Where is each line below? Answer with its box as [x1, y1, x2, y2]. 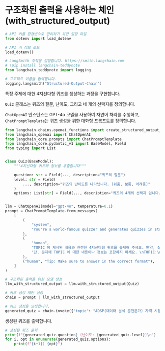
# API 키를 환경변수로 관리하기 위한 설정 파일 [5, 32, 87, 36]
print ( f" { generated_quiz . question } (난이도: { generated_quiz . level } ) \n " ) [5, 332, 156, 337]
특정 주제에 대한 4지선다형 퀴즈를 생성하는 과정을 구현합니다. [5, 91, 121, 96]
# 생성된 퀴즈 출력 [5, 328, 38, 333]
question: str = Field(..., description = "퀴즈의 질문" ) [14, 172, 126, 177]
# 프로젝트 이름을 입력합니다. [5, 77, 57, 82]
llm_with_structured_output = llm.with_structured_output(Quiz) [5, 282, 139, 287]
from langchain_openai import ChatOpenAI [5, 132, 91, 137]
